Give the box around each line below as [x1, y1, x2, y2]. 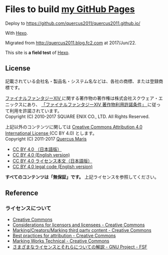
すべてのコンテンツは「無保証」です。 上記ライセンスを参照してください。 [5, 174, 159, 180]
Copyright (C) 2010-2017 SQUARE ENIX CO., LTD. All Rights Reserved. [5, 113, 150, 119]
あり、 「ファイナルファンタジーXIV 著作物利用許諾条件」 [27, 101, 146, 107]
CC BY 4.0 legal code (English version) [12, 163, 93, 169]
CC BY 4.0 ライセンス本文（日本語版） [12, 158, 93, 164]
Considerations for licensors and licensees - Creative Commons [12, 222, 145, 228]
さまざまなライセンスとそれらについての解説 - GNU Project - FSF [12, 244, 147, 250]
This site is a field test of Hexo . [5, 49, 70, 55]
